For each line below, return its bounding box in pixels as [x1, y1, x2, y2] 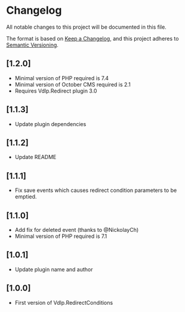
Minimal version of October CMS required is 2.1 [14, 81, 131, 88]
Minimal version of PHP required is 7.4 [14, 74, 109, 81]
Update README [14, 154, 57, 161]
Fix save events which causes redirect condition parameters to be [14, 186, 177, 194]
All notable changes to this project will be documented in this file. [6, 23, 167, 30]
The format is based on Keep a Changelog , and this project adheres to [6, 35, 179, 42]
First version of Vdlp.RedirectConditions [14, 299, 113, 306]
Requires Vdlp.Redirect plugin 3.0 [14, 87, 97, 94]
